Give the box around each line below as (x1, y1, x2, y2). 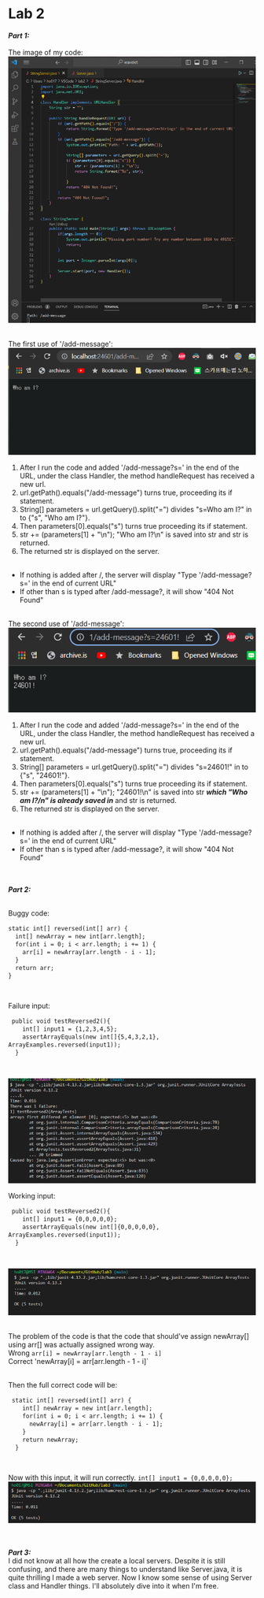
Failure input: (8, 1002, 51, 1011)
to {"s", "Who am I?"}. (19, 513, 90, 522)
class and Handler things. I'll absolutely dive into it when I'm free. (8, 1581, 219, 1591)
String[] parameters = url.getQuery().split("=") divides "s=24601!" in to (19, 762, 249, 772)
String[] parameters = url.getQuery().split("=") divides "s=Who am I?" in (19, 505, 252, 515)
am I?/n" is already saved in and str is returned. (19, 796, 177, 805)
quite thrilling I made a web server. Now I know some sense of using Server (8, 1573, 253, 1582)
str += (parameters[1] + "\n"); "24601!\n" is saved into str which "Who (19, 787, 248, 797)
